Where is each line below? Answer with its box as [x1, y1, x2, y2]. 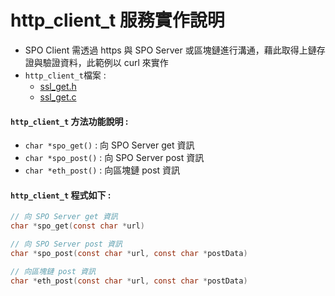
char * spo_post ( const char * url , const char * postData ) [10, 248, 248, 258]
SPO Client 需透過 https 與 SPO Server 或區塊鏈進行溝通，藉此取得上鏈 [24, 44, 317, 56]
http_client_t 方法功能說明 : [10, 115, 129, 127]
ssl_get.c [39, 91, 77, 103]
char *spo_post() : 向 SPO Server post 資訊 [24, 152, 205, 164]
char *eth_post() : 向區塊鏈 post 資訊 [24, 164, 181, 176]
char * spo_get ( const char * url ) [10, 221, 145, 231]
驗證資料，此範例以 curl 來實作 [42, 56, 169, 68]
